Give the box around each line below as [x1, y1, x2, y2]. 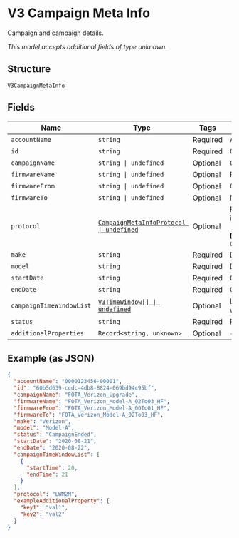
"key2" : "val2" [20, 510, 65, 518]
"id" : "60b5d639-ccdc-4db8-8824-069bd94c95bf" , [14, 385, 158, 392]
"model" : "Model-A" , [14, 425, 75, 432]
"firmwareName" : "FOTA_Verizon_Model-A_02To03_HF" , [14, 397, 171, 405]
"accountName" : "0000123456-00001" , [14, 378, 122, 385]
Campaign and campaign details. [7, 29, 105, 37]
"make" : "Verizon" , [14, 417, 72, 425]
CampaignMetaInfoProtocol [98, 218, 186, 226]
